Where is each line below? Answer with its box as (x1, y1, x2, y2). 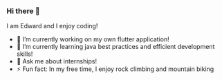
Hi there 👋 (6, 6, 41, 16)
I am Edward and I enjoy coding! (6, 22, 98, 30)
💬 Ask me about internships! (16, 57, 98, 66)
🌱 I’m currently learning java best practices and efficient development (16, 43, 215, 51)
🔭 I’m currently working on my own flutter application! (16, 35, 170, 43)
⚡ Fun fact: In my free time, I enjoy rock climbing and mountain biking (16, 65, 214, 73)
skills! (16, 50, 33, 58)
